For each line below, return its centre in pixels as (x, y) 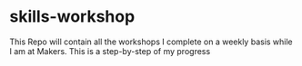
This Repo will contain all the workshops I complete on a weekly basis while (151, 42)
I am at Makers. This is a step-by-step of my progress (110, 51)
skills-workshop (72, 17)
